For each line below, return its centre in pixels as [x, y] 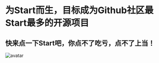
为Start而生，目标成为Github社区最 [80, 10]
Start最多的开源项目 [47, 23]
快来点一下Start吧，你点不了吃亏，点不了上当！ [80, 43]
